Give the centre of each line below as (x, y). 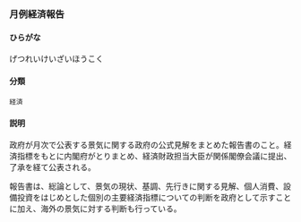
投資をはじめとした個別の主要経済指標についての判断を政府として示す (146, 197)
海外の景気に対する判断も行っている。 (111, 209)
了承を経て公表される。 (52, 166)
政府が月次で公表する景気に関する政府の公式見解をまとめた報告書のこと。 (146, 144)
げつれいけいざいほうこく (56, 59)
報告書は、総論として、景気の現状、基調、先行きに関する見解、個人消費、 (146, 186)
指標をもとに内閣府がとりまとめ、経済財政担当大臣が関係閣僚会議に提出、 (154, 156)
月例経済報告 (37, 13)
